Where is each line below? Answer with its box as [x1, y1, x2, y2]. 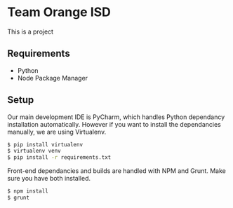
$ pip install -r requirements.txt [7, 154, 112, 161]
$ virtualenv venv [7, 148, 61, 155]
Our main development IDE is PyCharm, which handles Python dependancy [7, 113, 225, 121]
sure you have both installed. [7, 174, 91, 183]
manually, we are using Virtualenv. [7, 127, 107, 136]
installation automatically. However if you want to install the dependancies [7, 120, 221, 128]
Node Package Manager [17, 74, 88, 82]
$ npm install [7, 188, 49, 195]
